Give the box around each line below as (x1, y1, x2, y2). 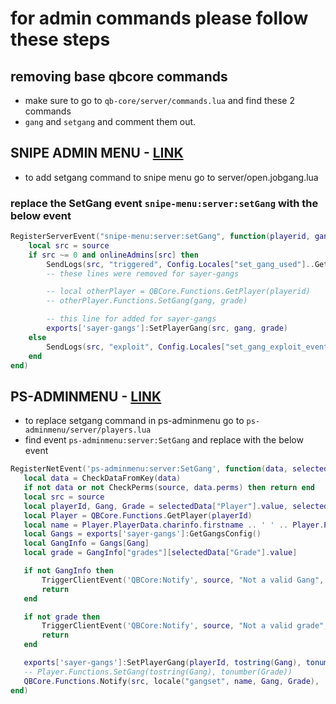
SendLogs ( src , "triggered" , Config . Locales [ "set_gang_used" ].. (46, 259, 315, 269)
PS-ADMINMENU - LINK (10, 388, 162, 405)
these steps (10, 28, 111, 51)
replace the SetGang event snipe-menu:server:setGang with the (10, 196, 319, 210)
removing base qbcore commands (10, 68, 228, 85)
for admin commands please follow (10, 7, 309, 30)
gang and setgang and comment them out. (24, 116, 197, 127)
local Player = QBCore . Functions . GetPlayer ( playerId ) (23, 510, 253, 521)
